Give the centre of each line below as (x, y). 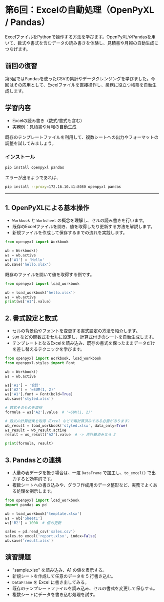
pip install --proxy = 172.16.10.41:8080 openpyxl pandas (63, 186)
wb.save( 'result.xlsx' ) (29, 541)
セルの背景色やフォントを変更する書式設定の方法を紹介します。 (76, 331)
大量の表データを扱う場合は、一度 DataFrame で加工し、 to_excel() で (82, 473)
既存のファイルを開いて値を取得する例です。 (50, 274)
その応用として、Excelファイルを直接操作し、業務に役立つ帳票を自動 (83, 85)
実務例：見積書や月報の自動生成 (44, 127)
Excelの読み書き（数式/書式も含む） (48, 120)
